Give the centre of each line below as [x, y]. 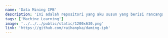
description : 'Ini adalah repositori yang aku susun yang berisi [74, 14]
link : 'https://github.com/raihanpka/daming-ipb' [58, 28]
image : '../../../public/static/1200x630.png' [54, 23]
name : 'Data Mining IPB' [31, 10]
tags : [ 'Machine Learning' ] [34, 19]
